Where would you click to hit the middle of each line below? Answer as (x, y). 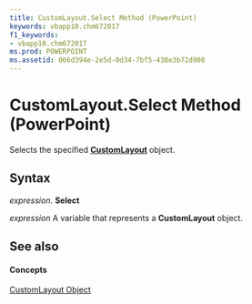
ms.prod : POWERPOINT (49, 52)
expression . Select (45, 200)
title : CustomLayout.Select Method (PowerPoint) (103, 18)
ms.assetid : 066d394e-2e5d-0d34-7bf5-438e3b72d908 (107, 60)
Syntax (30, 178)
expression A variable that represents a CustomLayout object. (126, 218)
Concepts (28, 269)
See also (34, 247)
